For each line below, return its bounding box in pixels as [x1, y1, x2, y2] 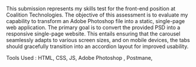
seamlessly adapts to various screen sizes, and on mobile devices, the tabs [6, 37, 191, 43]
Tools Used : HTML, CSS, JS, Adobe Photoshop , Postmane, [6, 55, 153, 61]
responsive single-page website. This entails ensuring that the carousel [6, 30, 181, 37]
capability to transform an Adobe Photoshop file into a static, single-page [6, 18, 185, 24]
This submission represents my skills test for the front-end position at [6, 5, 176, 12]
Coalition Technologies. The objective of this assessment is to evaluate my [6, 11, 188, 18]
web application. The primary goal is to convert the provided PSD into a [6, 24, 181, 31]
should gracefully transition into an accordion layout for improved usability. [6, 43, 189, 50]
